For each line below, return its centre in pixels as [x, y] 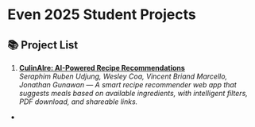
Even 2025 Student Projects [102, 15]
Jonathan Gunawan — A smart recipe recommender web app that [128, 85]
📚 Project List [43, 45]
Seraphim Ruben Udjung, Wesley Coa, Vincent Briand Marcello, [123, 76]
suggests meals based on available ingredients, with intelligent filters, [133, 93]
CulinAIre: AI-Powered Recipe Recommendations [102, 68]
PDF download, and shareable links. [78, 102]
